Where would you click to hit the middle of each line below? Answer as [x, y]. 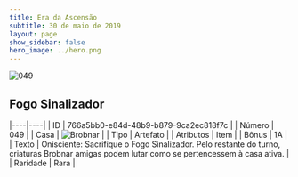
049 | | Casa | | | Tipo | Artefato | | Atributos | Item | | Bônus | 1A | [149, 134]
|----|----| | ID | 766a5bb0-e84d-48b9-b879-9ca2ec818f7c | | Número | [141, 125]
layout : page [33, 34]
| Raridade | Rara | [42, 163]
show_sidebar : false [48, 42]
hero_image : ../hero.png [55, 51]
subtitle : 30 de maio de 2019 [65, 26]
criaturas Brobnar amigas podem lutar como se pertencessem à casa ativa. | [149, 153]
